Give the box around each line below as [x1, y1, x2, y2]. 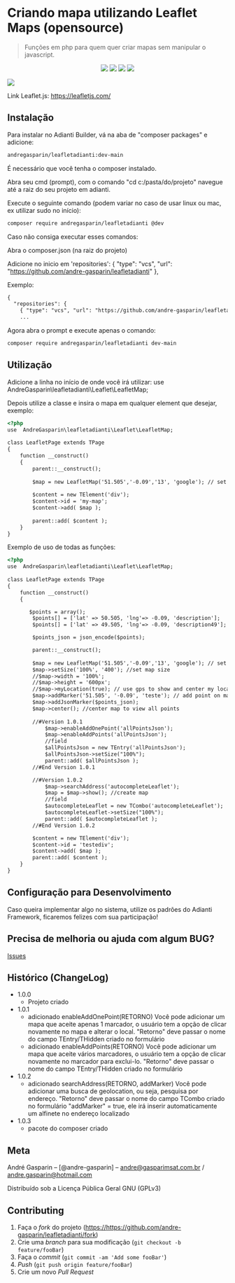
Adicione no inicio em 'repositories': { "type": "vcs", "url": [7, 259, 173, 268]
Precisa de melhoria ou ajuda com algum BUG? [7, 933, 215, 945]
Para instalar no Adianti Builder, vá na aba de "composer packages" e [7, 130, 208, 139]
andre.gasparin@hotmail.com [7, 1171, 92, 1179]
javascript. [24, 50, 55, 59]
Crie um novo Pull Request [17, 1268, 94, 1276]
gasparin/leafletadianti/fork [17, 1230, 97, 1239]
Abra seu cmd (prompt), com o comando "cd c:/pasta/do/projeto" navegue [7, 177, 223, 186]
